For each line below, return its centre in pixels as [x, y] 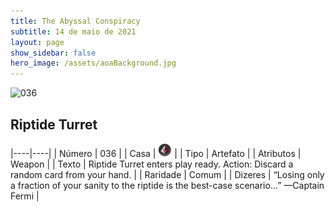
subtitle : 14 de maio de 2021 [73, 31]
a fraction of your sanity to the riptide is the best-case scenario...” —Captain [167, 185]
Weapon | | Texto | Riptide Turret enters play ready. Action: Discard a [152, 164]
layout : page [37, 42]
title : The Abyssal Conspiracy [75, 21]
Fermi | [25, 196]
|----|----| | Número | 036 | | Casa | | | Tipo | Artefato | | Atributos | [156, 153]
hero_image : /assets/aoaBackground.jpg [93, 63]
